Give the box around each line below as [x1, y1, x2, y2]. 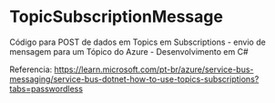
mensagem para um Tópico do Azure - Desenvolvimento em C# [9, 46, 249, 57]
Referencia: [9, 64, 53, 75]
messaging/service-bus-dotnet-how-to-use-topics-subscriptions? [9, 73, 260, 84]
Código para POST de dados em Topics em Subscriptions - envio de [9, 36, 266, 47]
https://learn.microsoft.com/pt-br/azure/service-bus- [54, 64, 254, 75]
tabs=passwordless [9, 83, 84, 94]
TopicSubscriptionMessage [9, 6, 223, 27]
